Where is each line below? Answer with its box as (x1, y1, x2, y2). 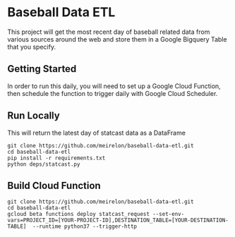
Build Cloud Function (7, 179, 101, 191)
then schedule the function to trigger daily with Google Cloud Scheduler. (7, 89, 218, 97)
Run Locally (7, 110, 60, 122)
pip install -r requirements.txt (7, 154, 106, 162)
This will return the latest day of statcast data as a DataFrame (7, 128, 186, 137)
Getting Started (7, 63, 77, 75)
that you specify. (7, 42, 56, 51)
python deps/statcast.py (7, 160, 80, 168)
